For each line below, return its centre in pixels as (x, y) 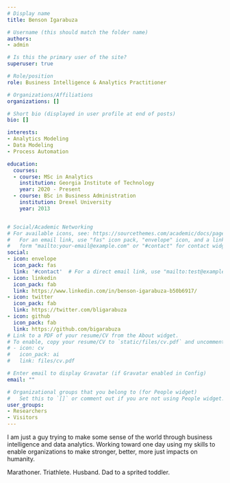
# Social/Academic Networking (50, 227)
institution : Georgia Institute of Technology (87, 183)
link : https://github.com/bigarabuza (67, 329)
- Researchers (27, 411)
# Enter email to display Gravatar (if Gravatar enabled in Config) (107, 373)
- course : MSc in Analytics (53, 177)
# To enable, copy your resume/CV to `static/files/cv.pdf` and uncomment (116, 342)
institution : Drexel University (65, 202)
